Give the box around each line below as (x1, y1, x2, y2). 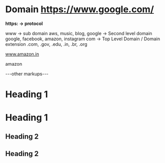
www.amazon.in (5, 51, 39, 57)
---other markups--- (5, 70, 49, 77)
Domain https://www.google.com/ (5, 4, 154, 15)
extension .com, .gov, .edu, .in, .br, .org (5, 41, 88, 47)
